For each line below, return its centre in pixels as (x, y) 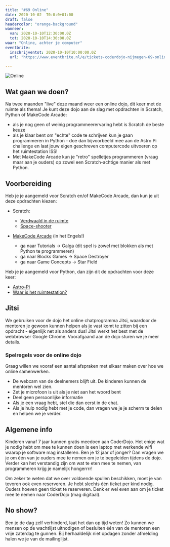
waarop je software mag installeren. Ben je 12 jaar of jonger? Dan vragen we (84, 452)
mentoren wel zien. (33, 387)
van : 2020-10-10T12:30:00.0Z (40, 33)
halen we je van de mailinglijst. (37, 539)
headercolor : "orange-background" (42, 24)
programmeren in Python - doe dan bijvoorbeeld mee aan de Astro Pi (84, 141)
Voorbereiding (29, 184)
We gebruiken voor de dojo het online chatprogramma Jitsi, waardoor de (81, 320)
